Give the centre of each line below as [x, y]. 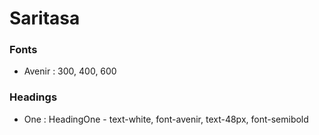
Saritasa [45, 18]
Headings [33, 97]
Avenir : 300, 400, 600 [70, 71]
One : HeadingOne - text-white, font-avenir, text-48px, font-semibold [166, 119]
